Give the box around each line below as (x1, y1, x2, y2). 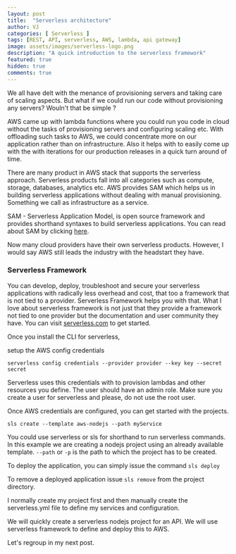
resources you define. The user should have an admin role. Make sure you (7, 385, 223, 394)
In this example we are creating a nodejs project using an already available (7, 440, 224, 448)
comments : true (7, 69, 52, 76)
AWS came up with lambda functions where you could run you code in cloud (7, 117, 230, 125)
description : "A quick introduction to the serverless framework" (7, 50, 206, 57)
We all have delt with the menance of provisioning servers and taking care (7, 89, 223, 97)
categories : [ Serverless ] (7, 30, 90, 37)
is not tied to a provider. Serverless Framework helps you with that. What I (7, 296, 222, 305)
